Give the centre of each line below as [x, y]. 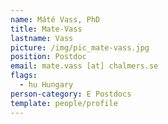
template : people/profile [64, 103]
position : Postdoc [48, 57]
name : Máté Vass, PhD [55, 19]
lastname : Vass [42, 38]
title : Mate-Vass [46, 29]
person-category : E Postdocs [71, 94]
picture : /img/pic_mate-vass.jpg [80, 47]
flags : [24, 76]
